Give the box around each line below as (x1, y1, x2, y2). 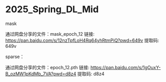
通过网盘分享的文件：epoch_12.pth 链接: (5, 64, 90, 70)
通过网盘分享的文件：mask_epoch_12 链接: (5, 31, 95, 37)
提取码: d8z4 (77, 70, 105, 77)
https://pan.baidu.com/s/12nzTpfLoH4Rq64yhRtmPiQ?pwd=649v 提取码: (5, 37, 159, 43)
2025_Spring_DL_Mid (5, 4, 99, 15)
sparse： (5, 53, 25, 60)
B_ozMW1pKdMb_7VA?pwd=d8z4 (5, 70, 77, 77)
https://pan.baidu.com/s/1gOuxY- (90, 64, 161, 70)
